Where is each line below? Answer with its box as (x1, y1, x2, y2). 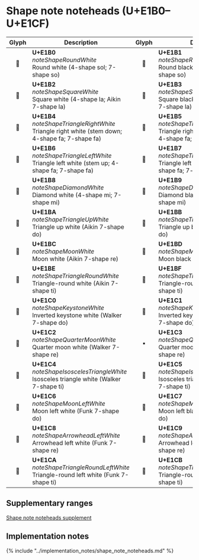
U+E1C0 (32, 296, 56, 304)
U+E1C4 (32, 360, 56, 368)
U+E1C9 (158, 423, 182, 432)
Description (64, 38, 98, 46)
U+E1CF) (6, 17, 50, 30)
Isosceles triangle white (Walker (32, 375, 121, 383)
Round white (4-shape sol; (32, 63, 107, 71)
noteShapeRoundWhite (32, 55, 97, 64)
